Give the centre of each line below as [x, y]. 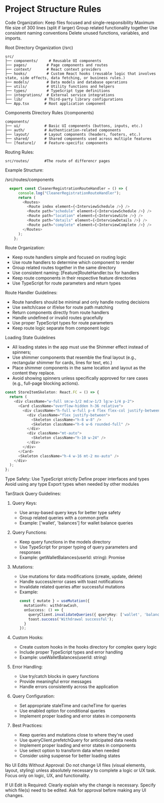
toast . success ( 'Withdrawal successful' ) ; [71, 619]
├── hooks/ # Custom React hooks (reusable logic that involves [81, 74]
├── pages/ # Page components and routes [57, 65]
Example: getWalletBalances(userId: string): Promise [72, 558]
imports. [13, 38]
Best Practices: [27, 726]
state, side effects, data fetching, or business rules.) [65, 78]
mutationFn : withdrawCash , [51, 606]
